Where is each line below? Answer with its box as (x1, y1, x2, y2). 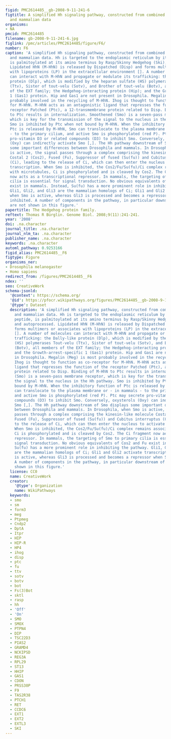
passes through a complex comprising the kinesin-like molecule (14, 412, 154, 417)
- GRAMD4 (10, 645, 28, 650)
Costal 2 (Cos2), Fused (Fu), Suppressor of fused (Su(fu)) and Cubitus (10, 155, 167, 160)
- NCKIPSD (10, 650, 31, 655)
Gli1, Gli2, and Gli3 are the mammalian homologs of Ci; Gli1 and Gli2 (10, 188, 165, 193)
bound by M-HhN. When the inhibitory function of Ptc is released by (14, 383, 165, 388)
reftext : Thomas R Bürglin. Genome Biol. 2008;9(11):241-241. (5, 212, 140, 218)
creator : (10, 479, 28, 484)
